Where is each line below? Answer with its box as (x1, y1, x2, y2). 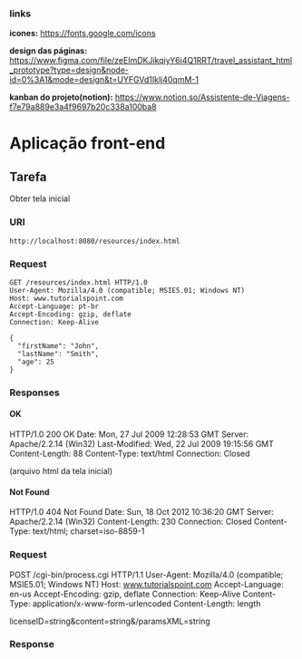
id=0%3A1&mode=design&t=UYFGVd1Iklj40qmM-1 (9, 74, 200, 85)
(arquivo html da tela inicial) (9, 466, 113, 477)
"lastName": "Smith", (17, 349, 100, 358)
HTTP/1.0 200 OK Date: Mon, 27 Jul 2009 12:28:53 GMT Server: (9, 429, 249, 440)
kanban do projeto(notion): (9, 92, 113, 102)
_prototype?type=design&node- (9, 64, 130, 75)
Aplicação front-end (9, 133, 166, 154)
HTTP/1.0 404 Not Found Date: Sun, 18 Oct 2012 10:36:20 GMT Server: (9, 507, 275, 518)
